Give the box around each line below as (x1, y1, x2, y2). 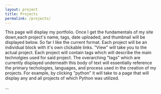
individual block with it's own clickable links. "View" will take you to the (5, 44, 147, 51)
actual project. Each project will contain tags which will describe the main (5, 50, 152, 55)
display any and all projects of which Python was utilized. (5, 75, 120, 81)
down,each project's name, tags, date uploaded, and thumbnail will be (5, 34, 145, 40)
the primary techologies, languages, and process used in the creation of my (5, 65, 157, 71)
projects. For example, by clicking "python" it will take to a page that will (5, 70, 149, 76)
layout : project (5, 7, 38, 12)
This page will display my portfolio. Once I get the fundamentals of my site (5, 29, 154, 35)
